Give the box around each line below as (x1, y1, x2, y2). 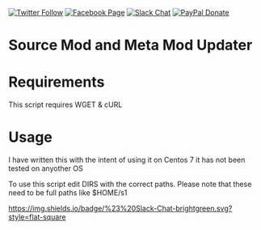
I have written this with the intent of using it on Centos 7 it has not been (8, 155, 246, 165)
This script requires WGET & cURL (8, 100, 123, 109)
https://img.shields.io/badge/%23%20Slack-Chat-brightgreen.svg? (8, 203, 233, 214)
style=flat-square (8, 212, 66, 222)
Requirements (8, 73, 105, 92)
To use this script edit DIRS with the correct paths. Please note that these (8, 179, 252, 190)
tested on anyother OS (8, 164, 83, 173)
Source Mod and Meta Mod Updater (8, 36, 253, 54)
